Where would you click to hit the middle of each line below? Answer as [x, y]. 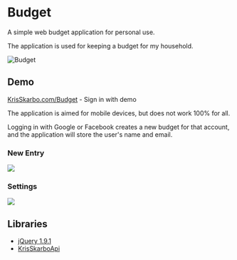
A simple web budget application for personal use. [81, 32]
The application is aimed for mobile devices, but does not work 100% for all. [119, 113]
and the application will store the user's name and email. [90, 134]
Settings [22, 186]
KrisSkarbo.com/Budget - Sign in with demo [72, 99]
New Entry [26, 152]
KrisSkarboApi [39, 249]
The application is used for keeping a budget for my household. [100, 46]
